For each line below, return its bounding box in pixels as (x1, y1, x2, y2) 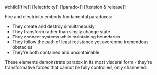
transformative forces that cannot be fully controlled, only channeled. (5, 64, 148, 70)
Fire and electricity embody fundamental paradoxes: (5, 14, 113, 19)
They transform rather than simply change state (12, 29, 110, 34)
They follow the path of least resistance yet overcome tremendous (12, 39, 149, 45)
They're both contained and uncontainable (12, 49, 100, 55)
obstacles (12, 44, 33, 50)
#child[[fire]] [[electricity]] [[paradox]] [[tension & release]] (5, 4, 126, 10)
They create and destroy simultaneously (12, 23, 95, 29)
